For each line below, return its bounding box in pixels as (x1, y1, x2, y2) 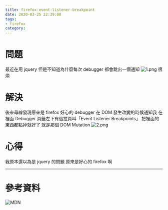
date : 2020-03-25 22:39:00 (5, 12, 61, 17)
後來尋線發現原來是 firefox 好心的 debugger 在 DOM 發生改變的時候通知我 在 (5, 109, 163, 115)
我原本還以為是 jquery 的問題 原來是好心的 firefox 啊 (5, 158, 112, 165)
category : (5, 26, 26, 31)
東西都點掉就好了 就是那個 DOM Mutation (5, 122, 90, 128)
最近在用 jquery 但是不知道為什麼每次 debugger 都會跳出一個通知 (5, 66, 140, 72)
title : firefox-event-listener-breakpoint (5, 7, 95, 12)
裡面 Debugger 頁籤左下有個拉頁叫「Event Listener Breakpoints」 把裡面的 (5, 116, 159, 121)
